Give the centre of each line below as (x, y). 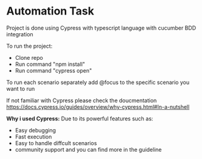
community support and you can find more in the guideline (88, 149)
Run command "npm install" (50, 64)
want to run (21, 88)
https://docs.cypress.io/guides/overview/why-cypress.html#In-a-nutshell (98, 106)
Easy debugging (35, 130)
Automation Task (50, 11)
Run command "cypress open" (53, 70)
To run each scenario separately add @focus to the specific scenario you (98, 82)
